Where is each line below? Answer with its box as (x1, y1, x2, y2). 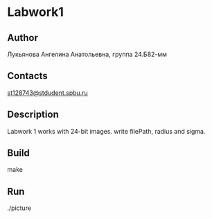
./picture (7, 204, 32, 212)
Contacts (7, 70, 48, 82)
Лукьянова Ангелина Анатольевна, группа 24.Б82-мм (7, 50, 168, 58)
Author (7, 32, 38, 44)
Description (7, 109, 59, 121)
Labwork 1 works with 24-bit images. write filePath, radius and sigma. (7, 127, 206, 135)
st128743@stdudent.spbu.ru (7, 88, 88, 97)
